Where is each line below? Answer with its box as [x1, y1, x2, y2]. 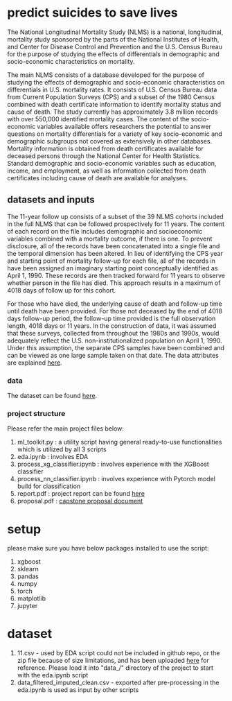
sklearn [17, 565, 39, 573]
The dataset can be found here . [7, 392, 98, 400]
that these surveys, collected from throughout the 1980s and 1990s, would [7, 329, 220, 337]
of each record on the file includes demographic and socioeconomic [7, 227, 203, 235]
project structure [7, 408, 66, 418]
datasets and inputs [7, 194, 95, 206]
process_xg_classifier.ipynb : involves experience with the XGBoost [17, 460, 209, 469]
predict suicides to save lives [7, 5, 178, 21]
